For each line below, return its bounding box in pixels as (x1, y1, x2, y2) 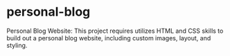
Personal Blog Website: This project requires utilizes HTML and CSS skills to (6, 27, 224, 35)
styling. (6, 41, 28, 49)
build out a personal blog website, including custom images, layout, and (6, 33, 211, 42)
